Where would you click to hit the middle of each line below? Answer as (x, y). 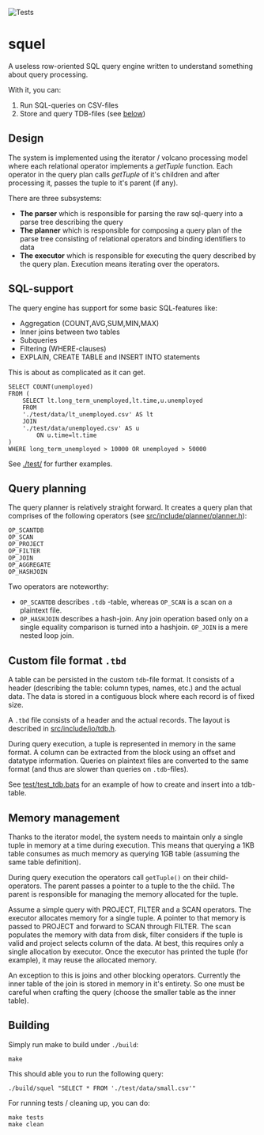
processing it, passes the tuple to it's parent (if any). (93, 183)
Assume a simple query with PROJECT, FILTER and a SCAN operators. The (130, 909)
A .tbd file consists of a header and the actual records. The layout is (119, 720)
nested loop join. (47, 636)
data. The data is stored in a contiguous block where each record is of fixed (132, 697)
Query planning (47, 488)
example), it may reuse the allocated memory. (83, 960)
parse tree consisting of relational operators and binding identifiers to (133, 238)
